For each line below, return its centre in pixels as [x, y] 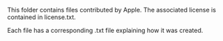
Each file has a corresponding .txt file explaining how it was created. [105, 30]
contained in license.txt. [42, 17]
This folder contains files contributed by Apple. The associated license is [111, 10]
